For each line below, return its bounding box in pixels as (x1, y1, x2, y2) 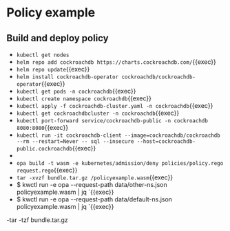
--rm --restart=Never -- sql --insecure (16, 138, 134, 145)
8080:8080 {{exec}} (16, 124, 69, 131)
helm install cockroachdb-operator (16, 74, 119, 80)
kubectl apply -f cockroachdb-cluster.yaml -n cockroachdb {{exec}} (16, 102, 213, 109)
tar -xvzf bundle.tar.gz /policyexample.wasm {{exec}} (16, 173, 174, 181)
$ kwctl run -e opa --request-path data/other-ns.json (16, 181, 168, 188)
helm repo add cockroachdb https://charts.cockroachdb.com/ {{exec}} (16, 58, 216, 66)
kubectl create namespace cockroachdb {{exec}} (16, 94, 152, 102)
